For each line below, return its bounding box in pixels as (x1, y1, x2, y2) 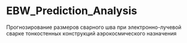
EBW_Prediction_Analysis (6, 4, 137, 18)
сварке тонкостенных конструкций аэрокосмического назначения (6, 29, 177, 37)
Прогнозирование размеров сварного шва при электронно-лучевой (6, 24, 182, 31)
